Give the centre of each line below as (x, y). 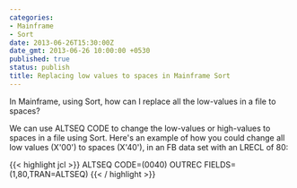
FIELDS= (220, 164)
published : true (39, 59)
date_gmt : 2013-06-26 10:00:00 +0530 (80, 51)
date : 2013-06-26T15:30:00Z (62, 43)
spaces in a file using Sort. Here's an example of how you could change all (147, 137)
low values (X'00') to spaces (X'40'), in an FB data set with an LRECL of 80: (149, 147)
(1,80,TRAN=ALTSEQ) (49, 174)
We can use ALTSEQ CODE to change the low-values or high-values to (140, 128)
